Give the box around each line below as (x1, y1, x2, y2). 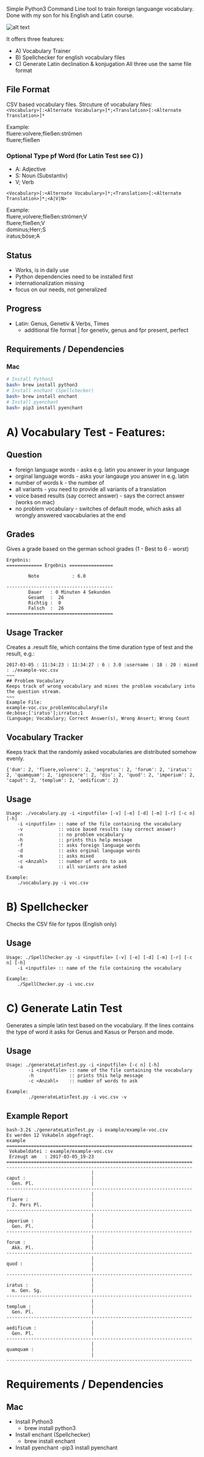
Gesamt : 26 (28, 595, 64, 601)
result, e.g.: (6, 650, 35, 657)
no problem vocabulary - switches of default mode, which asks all (15, 505, 182, 512)
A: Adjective (15, 165, 46, 173)
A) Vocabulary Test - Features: (6, 425, 166, 439)
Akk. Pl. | (12, 1245, 95, 1251)
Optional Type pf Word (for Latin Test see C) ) (6, 151, 144, 160)
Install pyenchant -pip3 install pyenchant (15, 1444, 118, 1451)
